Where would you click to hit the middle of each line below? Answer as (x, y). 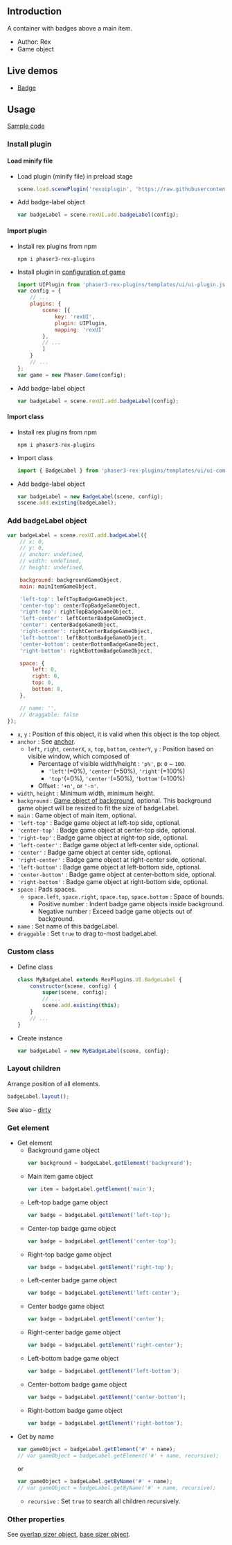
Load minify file (30, 161)
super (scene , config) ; (75, 992)
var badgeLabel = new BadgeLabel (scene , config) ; (90, 496)
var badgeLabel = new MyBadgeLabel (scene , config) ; (93, 1051)
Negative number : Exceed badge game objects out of (115, 912)
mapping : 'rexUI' (80, 329)
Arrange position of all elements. (54, 1084)
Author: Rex (34, 42)
